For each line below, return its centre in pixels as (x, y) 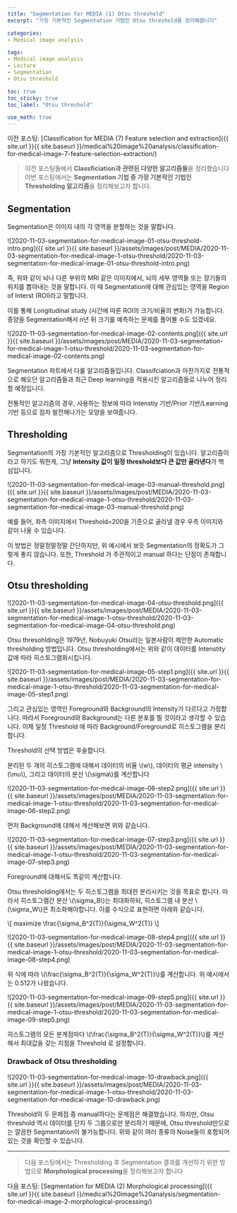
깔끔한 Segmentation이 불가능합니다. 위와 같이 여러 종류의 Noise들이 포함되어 (122, 1132)
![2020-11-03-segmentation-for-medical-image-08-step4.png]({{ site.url (113, 937)
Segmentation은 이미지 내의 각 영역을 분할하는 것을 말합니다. (91, 226)
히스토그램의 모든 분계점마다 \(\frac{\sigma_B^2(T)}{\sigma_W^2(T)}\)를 (109, 1034)
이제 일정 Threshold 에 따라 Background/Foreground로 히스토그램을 (117, 726)
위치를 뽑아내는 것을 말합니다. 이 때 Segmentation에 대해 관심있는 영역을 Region (118, 286)
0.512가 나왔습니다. (41, 983)
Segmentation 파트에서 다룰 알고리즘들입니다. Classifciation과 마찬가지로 (109, 370)
